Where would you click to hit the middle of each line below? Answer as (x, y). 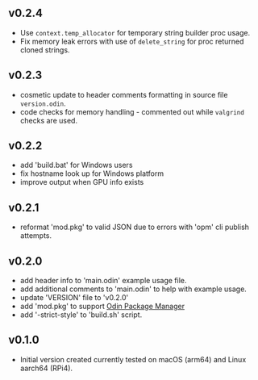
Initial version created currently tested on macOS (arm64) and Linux (133, 359)
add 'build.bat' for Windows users (76, 165)
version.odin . (43, 103)
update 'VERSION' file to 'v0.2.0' (74, 298)
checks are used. (49, 120)
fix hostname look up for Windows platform (92, 173)
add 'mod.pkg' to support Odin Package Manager (102, 307)
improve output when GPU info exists (82, 182)
